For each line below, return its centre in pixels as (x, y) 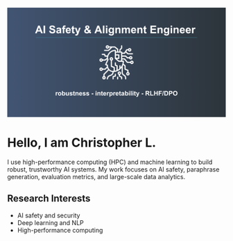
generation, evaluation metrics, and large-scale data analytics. (96, 176)
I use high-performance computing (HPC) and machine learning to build (110, 162)
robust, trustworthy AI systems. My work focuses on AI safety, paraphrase (113, 169)
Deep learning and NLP (51, 222)
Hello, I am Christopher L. (82, 143)
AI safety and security (49, 215)
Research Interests (49, 199)
